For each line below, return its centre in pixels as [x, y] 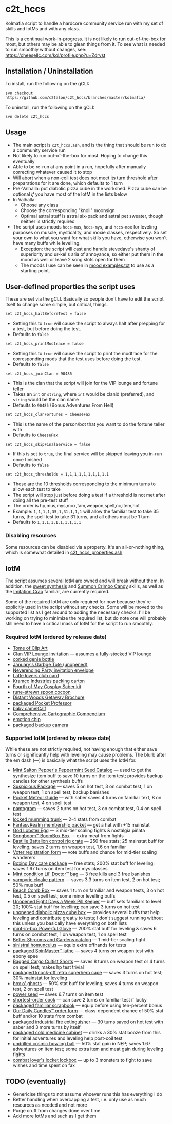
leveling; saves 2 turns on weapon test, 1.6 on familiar [69, 847]
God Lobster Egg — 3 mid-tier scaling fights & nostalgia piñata [79, 830]
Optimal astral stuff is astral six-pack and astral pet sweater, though [92, 216]
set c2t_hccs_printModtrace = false [44, 344]
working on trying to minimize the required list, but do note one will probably [86, 618]
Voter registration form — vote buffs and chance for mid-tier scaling [85, 852]
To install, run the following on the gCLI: [47, 83]
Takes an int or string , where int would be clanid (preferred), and [83, 394]
